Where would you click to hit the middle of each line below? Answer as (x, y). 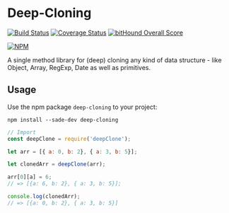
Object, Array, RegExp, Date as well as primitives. (79, 67)
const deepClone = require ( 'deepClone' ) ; (69, 139)
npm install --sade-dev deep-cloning (63, 120)
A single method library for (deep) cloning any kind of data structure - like (114, 60)
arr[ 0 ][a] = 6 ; (30, 177)
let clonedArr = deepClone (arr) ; (57, 164)
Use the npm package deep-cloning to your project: (82, 107)
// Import (22, 132)
